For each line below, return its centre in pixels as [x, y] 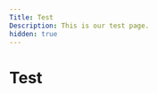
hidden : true [33, 34]
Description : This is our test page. [79, 26]
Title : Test [31, 17]
